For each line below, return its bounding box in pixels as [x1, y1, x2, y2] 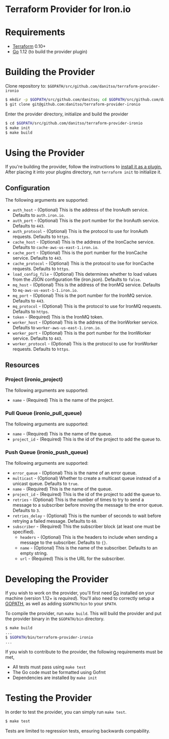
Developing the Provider [5, 573, 109, 585]
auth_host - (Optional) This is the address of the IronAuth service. [12, 207, 149, 213]
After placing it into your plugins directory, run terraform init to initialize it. [5, 169, 162, 175]
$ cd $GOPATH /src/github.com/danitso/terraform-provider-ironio [5, 120, 143, 126]
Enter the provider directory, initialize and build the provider [5, 111, 129, 117]
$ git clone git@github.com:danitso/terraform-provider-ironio [5, 102, 141, 107]
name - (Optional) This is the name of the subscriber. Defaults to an [20, 545, 157, 551]
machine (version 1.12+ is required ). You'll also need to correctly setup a [5, 595, 154, 601]
